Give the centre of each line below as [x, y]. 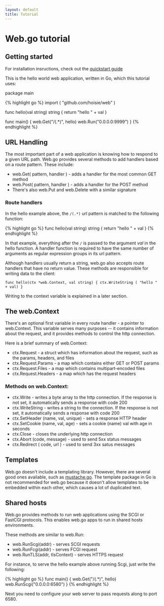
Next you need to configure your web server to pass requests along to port [81, 594]
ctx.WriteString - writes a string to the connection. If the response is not [85, 407]
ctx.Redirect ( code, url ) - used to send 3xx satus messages [74, 444]
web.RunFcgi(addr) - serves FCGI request [55, 549]
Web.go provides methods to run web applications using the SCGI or [75, 515]
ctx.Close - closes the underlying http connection [62, 434]
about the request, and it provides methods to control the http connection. [80, 334]
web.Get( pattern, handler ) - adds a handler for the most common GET [84, 174]
